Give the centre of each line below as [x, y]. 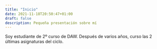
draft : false [18, 18]
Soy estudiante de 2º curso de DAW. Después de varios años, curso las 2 [78, 37]
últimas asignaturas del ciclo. [34, 42]
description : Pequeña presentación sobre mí [51, 23]
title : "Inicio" [21, 9]
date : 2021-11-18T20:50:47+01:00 [39, 14]
